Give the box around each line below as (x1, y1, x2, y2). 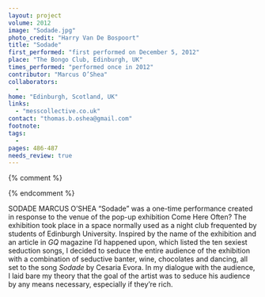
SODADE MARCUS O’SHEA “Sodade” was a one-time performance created (8, 204, 253, 214)
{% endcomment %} (8, 188, 75, 198)
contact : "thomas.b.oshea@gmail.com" (8, 115, 133, 123)
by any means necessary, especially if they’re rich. (8, 280, 173, 289)
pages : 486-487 (8, 144, 59, 152)
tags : (8, 129, 26, 137)
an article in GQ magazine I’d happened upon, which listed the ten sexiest (8, 238, 248, 247)
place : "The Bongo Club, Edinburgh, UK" (8, 56, 144, 64)
